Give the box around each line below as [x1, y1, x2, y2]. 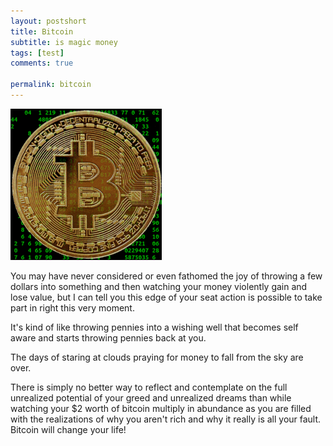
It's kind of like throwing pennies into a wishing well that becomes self [10, 321, 299, 333]
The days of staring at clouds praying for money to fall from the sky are [10, 351, 304, 363]
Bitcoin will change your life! [10, 423, 127, 435]
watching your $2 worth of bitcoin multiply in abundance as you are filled [10, 402, 312, 414]
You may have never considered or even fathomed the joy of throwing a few [10, 270, 323, 282]
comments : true [10, 58, 74, 69]
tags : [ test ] [10, 48, 65, 58]
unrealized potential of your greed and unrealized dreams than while [10, 391, 292, 404]
